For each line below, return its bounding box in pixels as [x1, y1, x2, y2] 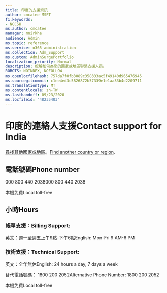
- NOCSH [5, 21, 22, 27]
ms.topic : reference [5, 41, 49, 46]
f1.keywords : [5, 17, 33, 22]
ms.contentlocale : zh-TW [5, 87, 58, 93]
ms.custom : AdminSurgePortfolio [5, 54, 74, 60]
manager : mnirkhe [5, 31, 42, 36]
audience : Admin [5, 36, 40, 41]
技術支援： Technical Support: [5, 248, 80, 255]
